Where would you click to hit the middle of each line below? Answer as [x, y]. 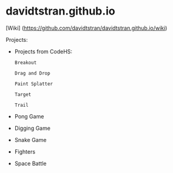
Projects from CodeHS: [43, 51]
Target [23, 94]
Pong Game [29, 116]
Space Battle [30, 163]
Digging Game [32, 128]
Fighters [25, 151]
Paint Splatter [34, 84]
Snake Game [30, 140]
